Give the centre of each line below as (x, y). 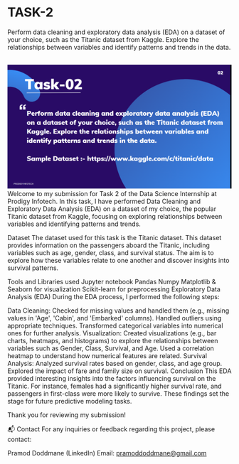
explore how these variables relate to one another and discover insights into (118, 260)
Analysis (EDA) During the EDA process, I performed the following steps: (113, 297)
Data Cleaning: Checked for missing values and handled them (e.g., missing (118, 311)
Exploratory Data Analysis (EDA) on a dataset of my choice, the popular (112, 209)
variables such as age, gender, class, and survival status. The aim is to (111, 253)
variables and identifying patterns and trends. (74, 224)
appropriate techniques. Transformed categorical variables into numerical (115, 325)
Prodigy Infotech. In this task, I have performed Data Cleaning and (104, 201)
